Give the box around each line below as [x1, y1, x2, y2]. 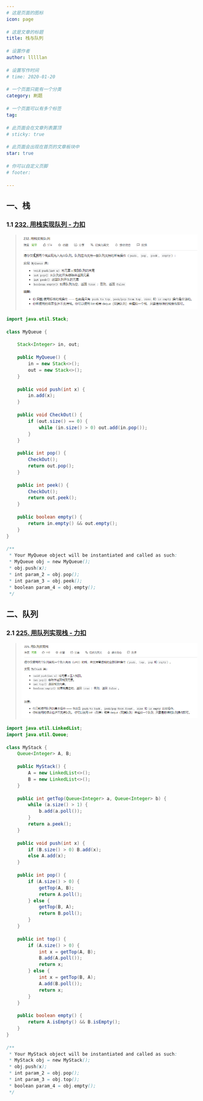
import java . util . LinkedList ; [6, 725, 83, 731]
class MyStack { [6, 744, 47, 750]
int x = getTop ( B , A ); [38, 974, 96, 980]
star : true [6, 150, 34, 157]
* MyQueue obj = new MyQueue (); [8, 559, 91, 565]
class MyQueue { [6, 329, 47, 335]
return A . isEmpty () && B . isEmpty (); [28, 1019, 121, 1025]
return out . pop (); [28, 463, 75, 469]
